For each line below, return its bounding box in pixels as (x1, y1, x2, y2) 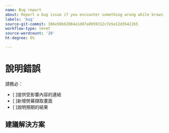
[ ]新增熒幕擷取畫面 (12, 98, 53, 104)
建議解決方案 (5, 120, 45, 129)
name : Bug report (5, 7, 42, 13)
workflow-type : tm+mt (5, 26, 51, 31)
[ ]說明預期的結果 (12, 104, 48, 110)
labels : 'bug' (5, 17, 35, 22)
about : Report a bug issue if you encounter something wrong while (5, 12, 150, 17)
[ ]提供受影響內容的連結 (12, 91, 61, 97)
